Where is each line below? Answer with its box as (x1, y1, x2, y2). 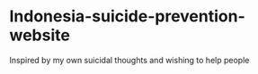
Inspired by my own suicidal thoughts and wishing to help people (9, 54, 250, 65)
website (9, 25, 70, 45)
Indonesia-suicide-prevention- (9, 6, 245, 27)
